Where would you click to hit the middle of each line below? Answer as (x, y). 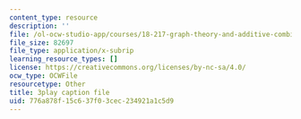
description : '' (39, 26)
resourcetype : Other (48, 84)
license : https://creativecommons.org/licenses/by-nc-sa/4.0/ (128, 68)
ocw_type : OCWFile (43, 76)
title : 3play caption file (60, 92)
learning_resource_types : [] (64, 59)
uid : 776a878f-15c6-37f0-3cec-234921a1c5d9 (92, 101)
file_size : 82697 (42, 42)
